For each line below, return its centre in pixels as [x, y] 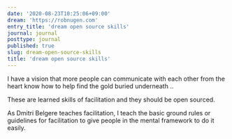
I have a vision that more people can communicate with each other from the [116, 79]
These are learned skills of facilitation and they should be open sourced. [111, 99]
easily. [16, 128]
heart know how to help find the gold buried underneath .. [90, 86]
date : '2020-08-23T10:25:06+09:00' [59, 14]
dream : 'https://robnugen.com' [53, 20]
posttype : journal [34, 40]
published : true [31, 46]
